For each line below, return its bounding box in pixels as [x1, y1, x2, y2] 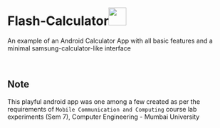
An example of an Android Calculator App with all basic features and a [7, 36, 214, 45]
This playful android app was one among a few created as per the [7, 97, 201, 106]
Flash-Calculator [7, 13, 109, 29]
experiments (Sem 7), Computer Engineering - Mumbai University [7, 112, 200, 121]
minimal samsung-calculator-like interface [7, 43, 132, 53]
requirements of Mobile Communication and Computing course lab [7, 105, 197, 113]
